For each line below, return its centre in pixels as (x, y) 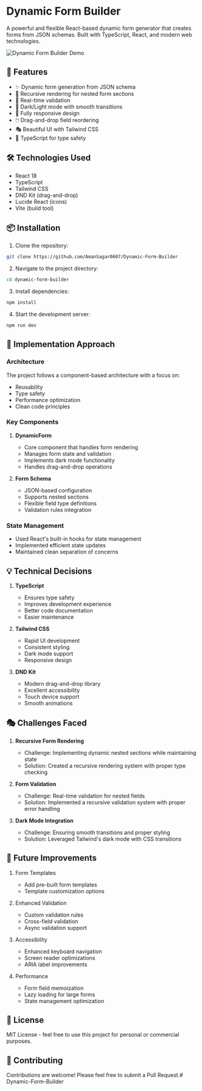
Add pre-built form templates (61, 884)
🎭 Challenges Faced (47, 723)
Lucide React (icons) (41, 201)
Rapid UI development (52, 640)
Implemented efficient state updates (61, 545)
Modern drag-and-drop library (62, 683)
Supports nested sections (57, 497)
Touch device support (52, 696)
